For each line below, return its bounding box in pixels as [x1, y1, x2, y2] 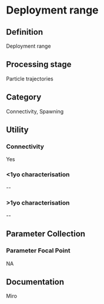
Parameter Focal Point [6, 246, 71, 255]
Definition [6, 27, 43, 37]
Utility [6, 125, 29, 135]
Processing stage [6, 59, 72, 69]
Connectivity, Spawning [6, 108, 64, 115]
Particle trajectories [6, 75, 54, 82]
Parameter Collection [6, 229, 86, 239]
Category [6, 92, 42, 102]
